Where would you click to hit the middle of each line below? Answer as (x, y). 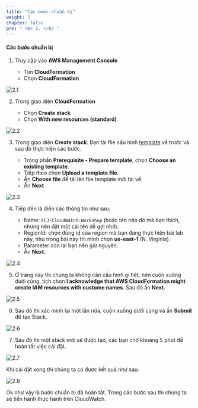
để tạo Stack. (31, 317)
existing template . (46, 167)
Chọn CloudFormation (51, 79)
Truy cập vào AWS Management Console (66, 61)
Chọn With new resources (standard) (70, 119)
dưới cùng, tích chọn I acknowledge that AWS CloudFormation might (100, 281)
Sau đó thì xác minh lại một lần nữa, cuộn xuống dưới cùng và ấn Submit (103, 311)
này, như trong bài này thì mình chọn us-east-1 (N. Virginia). (97, 239)
